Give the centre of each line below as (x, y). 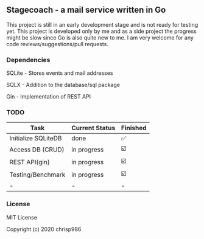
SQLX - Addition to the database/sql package (63, 85)
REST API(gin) (30, 162)
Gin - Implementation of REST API (49, 97)
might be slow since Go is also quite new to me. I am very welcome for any (100, 37)
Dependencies (28, 60)
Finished (134, 128)
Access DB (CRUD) (37, 150)
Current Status (93, 128)
